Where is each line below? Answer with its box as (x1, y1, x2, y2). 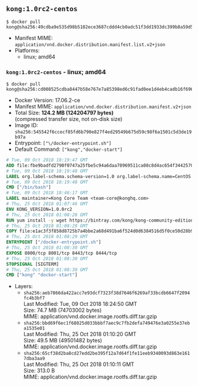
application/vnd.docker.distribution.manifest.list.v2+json (14, 41, 166, 48)
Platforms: (14, 47, 40, 54)
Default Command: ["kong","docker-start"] (14, 146, 123, 153)
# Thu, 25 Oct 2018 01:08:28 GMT (6, 212, 88, 217)
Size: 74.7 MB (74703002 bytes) (23, 306, 102, 314)
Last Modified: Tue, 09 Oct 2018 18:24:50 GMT (23, 301, 137, 308)
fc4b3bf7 (23, 295, 45, 301)
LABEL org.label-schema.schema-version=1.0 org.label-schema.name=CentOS (6, 173, 192, 179)
